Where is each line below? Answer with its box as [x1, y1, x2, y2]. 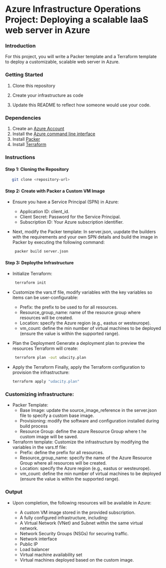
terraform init [14, 280, 46, 285]
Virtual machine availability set [19, 552, 83, 558]
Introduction [5, 42, 36, 49]
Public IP [19, 541, 38, 547]
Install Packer [12, 136, 41, 142]
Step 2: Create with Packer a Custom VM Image [5, 188, 105, 194]
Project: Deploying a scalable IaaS [5, 14, 149, 25]
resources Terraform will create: [12, 345, 79, 351]
